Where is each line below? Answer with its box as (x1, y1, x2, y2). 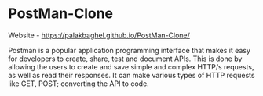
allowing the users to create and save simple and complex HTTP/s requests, (8, 62, 254, 71)
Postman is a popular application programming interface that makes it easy (8, 45, 251, 55)
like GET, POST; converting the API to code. (8, 79, 149, 88)
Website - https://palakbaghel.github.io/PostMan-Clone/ (8, 30, 191, 40)
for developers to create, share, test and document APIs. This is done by (8, 54, 243, 63)
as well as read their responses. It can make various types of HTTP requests (8, 70, 255, 80)
